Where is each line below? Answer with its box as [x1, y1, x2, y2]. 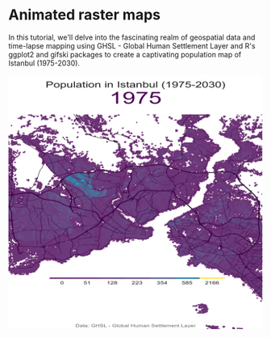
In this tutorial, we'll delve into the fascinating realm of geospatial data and [8, 32, 256, 42]
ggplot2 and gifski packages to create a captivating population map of [8, 49, 242, 59]
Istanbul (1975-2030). [8, 58, 81, 68]
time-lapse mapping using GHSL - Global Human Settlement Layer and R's [8, 40, 256, 50]
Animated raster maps [8, 6, 161, 24]
